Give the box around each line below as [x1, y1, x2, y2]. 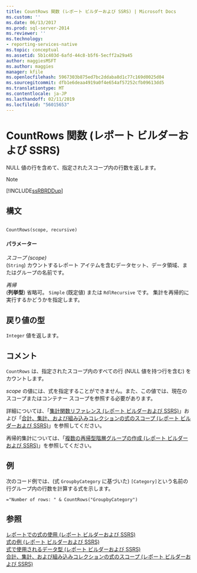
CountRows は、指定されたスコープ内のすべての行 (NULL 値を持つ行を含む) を [6, 367, 191, 375]
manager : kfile [6, 69, 44, 75]
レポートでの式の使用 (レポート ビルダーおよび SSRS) [6, 531, 136, 538]
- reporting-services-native [6, 42, 78, 48]
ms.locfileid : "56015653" [6, 101, 69, 108]
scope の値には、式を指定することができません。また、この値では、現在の [6, 387, 187, 395]
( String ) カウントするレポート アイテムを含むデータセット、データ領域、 [6, 261, 183, 269]
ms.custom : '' [6, 14, 41, 20]
